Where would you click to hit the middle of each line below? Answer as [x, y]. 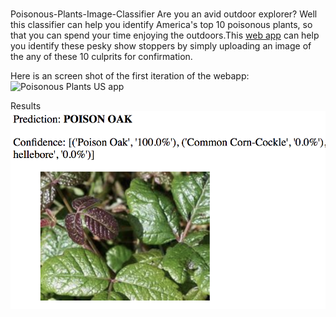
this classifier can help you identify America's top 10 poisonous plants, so [161, 25]
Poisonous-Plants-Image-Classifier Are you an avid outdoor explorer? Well [164, 14]
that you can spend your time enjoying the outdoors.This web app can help [165, 35]
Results [26, 106]
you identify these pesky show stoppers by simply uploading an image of [161, 46]
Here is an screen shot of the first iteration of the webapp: [130, 76]
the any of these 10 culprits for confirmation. [101, 57]
